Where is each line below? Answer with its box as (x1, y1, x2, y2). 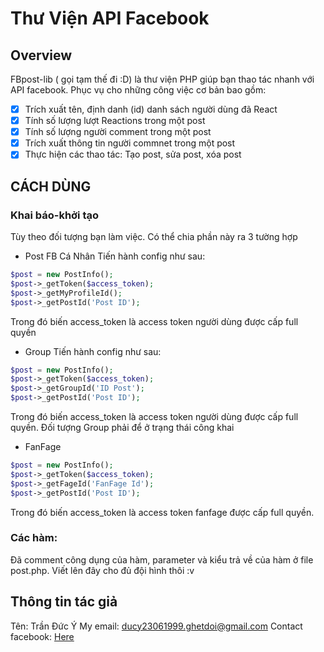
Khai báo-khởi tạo (10, 208, 100, 222)
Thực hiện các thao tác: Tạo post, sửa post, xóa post (24, 148, 242, 161)
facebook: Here (10, 630, 75, 642)
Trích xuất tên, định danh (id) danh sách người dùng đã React (24, 103, 278, 115)
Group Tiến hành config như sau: (24, 345, 162, 357)
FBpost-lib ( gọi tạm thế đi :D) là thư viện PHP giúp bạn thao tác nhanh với (10, 73, 315, 85)
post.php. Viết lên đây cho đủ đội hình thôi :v (10, 564, 195, 576)
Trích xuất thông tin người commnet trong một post (24, 137, 236, 149)
